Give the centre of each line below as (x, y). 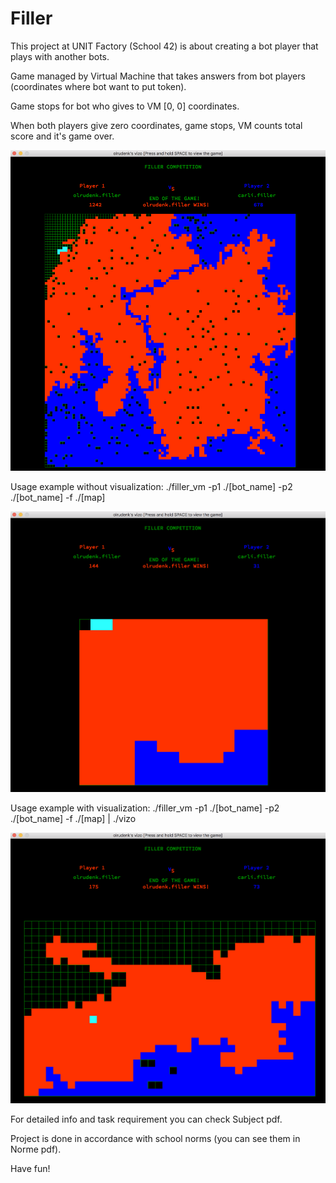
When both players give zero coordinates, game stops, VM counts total (156, 125)
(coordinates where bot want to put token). (98, 86)
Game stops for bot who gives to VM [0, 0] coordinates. (125, 106)
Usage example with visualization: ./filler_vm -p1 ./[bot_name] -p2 (145, 808)
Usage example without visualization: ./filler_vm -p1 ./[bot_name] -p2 (151, 486)
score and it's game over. (62, 136)
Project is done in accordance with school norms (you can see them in (155, 1138)
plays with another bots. (60, 56)
